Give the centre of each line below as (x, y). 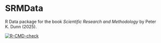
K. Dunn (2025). (21, 26)
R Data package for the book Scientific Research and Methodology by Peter (80, 21)
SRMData (24, 8)
